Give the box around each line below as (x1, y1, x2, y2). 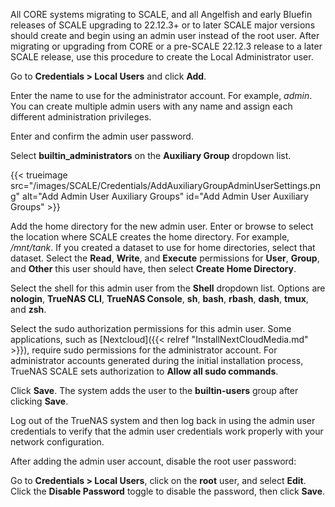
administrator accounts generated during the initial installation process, (10, 355, 304, 366)
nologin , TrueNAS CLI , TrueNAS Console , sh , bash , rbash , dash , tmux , (10, 293, 309, 304)
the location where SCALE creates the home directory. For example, (10, 231, 290, 243)
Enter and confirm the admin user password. (10, 130, 194, 142)
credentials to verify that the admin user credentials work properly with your (10, 425, 324, 437)
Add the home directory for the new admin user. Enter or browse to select (10, 220, 314, 232)
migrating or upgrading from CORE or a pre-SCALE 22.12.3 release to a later (10, 40, 323, 52)
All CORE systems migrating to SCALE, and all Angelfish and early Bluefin (10, 9, 313, 20)
